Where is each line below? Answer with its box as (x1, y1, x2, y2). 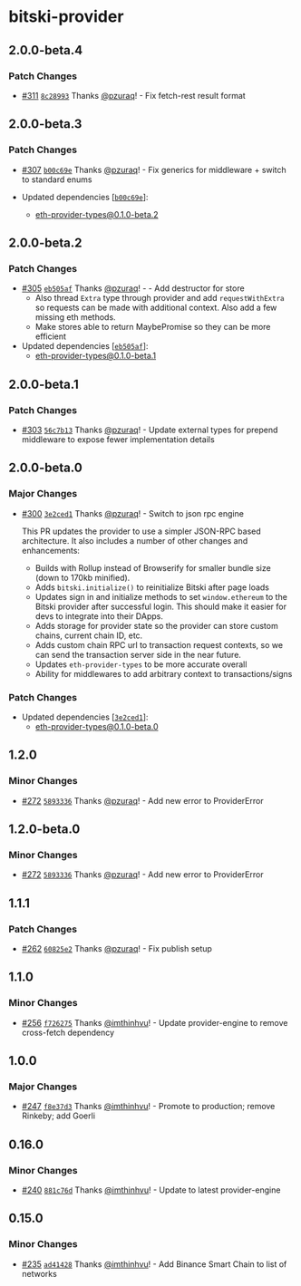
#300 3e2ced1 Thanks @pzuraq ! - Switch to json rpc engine (21, 508, 244, 518)
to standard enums (21, 174, 92, 185)
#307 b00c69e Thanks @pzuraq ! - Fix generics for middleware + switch (21, 164, 286, 175)
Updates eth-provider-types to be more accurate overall (34, 659, 248, 670)
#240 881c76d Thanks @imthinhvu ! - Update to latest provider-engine (21, 1184, 281, 1195)
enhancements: (21, 545, 81, 556)
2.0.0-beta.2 (8, 235, 83, 250)
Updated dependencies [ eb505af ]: (21, 341, 149, 352)
